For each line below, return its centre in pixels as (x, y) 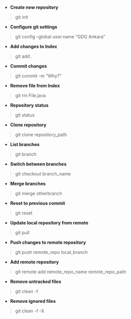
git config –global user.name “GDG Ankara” (60, 37)
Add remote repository (34, 262)
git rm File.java (30, 95)
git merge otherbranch (38, 193)
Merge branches (28, 184)
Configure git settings (34, 27)
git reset (24, 213)
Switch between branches (38, 164)
